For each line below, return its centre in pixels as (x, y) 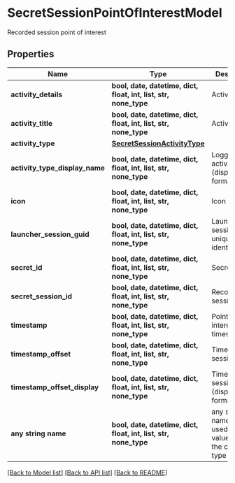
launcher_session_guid (50, 234)
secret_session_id (41, 296)
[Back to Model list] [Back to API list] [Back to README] (87, 473)
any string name (38, 433)
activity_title (31, 123)
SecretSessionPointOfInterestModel (115, 13)
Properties (31, 54)
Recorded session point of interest (57, 32)
